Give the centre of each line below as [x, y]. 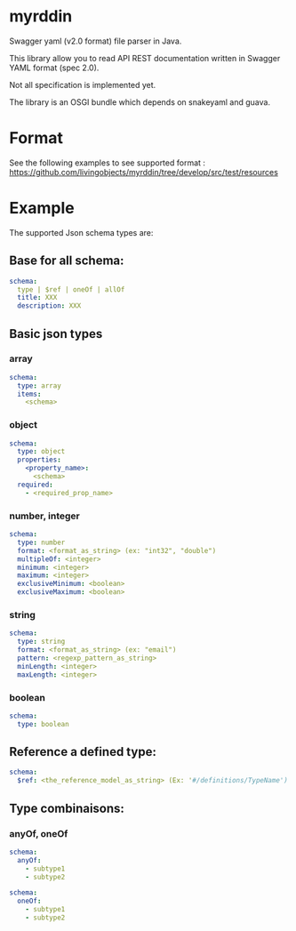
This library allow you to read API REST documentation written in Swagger [145, 58]
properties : [40, 460]
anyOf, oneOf [39, 833]
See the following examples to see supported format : [108, 163]
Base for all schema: [67, 261]
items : [29, 394]
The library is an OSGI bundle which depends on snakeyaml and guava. [140, 102]
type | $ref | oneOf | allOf [71, 289]
